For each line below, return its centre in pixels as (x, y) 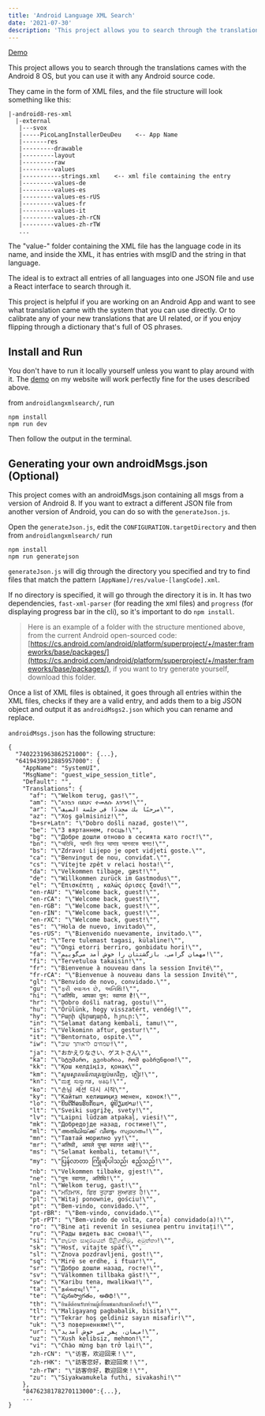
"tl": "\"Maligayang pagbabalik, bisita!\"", (105, 1311)
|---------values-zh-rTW (60, 225)
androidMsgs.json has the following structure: (82, 733)
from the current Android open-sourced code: (102, 635)
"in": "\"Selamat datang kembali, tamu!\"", (103, 1023)
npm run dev (28, 424)
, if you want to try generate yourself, (169, 669)
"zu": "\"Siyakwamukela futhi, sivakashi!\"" (105, 1377)
